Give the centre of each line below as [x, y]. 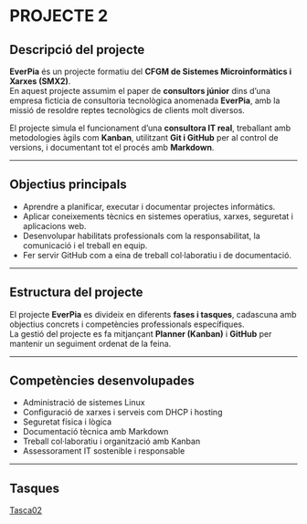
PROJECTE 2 [59, 16]
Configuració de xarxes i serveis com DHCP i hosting [122, 413]
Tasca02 [26, 510]
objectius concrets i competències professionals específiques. [127, 324]
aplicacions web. [54, 225]
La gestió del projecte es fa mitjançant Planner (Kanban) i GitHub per [141, 333]
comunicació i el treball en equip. [85, 245]
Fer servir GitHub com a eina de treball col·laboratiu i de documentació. [157, 255]
